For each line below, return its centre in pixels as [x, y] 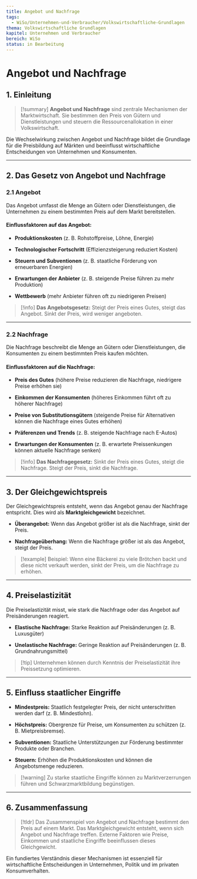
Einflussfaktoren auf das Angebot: [49, 225]
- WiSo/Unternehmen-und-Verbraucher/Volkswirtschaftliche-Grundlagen [98, 22]
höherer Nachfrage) [39, 404]
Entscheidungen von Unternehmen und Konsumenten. [72, 152]
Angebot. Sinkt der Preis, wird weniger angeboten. [81, 313]
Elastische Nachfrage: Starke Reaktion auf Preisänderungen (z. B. [95, 627]
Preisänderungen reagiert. [38, 616]
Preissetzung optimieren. [50, 669]
